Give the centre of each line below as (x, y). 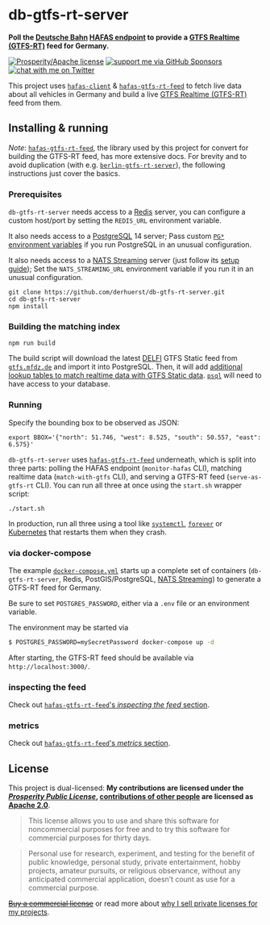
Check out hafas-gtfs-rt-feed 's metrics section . (89, 743)
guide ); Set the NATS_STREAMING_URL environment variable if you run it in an (131, 269)
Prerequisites (35, 194)
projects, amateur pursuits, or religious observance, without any (134, 871)
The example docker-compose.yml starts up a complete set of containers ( (130, 570)
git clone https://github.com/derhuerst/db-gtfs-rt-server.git (117, 292)
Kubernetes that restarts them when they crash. (88, 532)
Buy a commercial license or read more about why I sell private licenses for (133, 904)
